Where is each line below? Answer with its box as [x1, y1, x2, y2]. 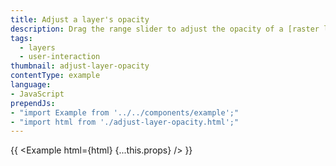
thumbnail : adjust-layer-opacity [10, 61, 150, 71]
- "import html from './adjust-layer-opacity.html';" [10, 117, 240, 127]
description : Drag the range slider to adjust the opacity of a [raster [10, 24, 320, 34]
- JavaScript [10, 89, 65, 99]
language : [10, 80, 52, 90]
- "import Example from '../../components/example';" [10, 107, 240, 118]
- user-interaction [19, 52, 101, 62]
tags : [10, 33, 33, 43]
